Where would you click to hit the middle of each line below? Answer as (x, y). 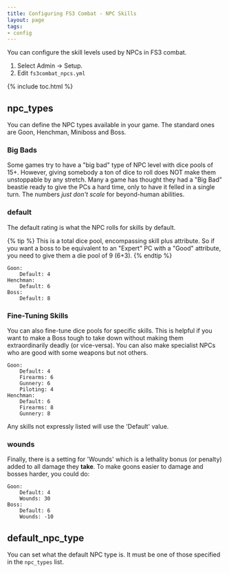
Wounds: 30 (35, 499)
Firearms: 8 (36, 407)
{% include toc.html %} (40, 86)
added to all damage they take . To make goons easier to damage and (106, 467)
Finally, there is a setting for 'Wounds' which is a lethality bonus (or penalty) (115, 459)
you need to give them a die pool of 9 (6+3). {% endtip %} (90, 255)
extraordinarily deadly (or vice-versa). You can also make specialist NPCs (111, 345)
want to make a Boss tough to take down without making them (95, 338)
